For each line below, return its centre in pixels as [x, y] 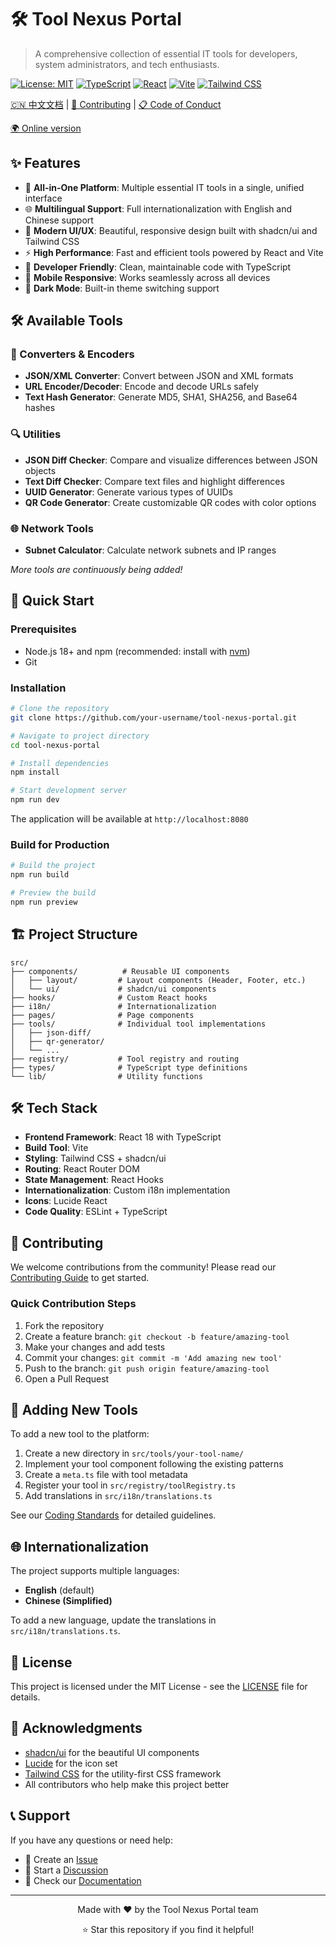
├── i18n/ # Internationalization [113, 1006]
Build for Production [60, 844]
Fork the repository [64, 1325]
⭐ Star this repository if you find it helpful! [168, 1929]
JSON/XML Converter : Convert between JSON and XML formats [159, 376]
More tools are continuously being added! [96, 570]
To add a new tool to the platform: [80, 1434]
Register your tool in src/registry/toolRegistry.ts [130, 1485]
